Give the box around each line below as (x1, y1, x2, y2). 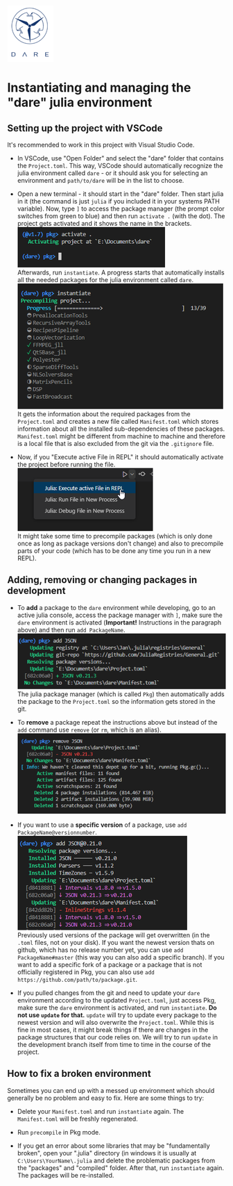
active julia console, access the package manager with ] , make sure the (17, 611, 223, 619)
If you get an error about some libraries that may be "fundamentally (17, 1142, 210, 1150)
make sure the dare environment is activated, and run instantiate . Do (17, 1003, 217, 1012)
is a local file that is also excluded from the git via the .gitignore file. (17, 440, 214, 447)
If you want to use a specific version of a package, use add (17, 821, 187, 829)
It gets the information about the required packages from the (17, 410, 191, 418)
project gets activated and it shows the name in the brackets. (17, 220, 192, 227)
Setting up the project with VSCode (7, 122, 163, 134)
